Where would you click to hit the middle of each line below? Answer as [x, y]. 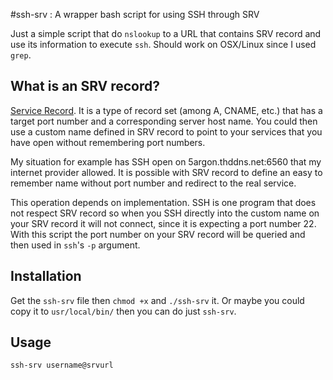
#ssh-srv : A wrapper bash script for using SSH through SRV [135, 14]
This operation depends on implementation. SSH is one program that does [163, 202]
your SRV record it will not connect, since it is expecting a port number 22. [163, 223]
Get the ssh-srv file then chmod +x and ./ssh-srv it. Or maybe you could [157, 300]
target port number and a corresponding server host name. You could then [164, 121]
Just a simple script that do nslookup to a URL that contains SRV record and [166, 33]
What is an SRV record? [85, 86]
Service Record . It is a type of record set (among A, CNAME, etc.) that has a [166, 110]
